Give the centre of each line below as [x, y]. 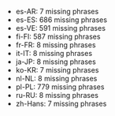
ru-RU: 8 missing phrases [57, 95]
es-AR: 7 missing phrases [57, 11]
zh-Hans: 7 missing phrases [61, 103]
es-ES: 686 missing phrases [61, 20]
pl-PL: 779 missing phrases [60, 87]
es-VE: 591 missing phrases [61, 28]
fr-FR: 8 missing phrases [56, 45]
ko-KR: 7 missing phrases [57, 70]
